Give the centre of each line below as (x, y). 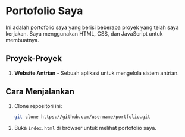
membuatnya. (22, 40)
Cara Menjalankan (40, 92)
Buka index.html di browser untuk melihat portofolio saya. (85, 128)
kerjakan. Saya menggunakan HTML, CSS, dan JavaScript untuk (84, 33)
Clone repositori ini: (38, 106)
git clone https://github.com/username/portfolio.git (82, 117)
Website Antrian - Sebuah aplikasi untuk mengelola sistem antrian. (96, 73)
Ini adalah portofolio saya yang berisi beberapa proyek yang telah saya (92, 27)
